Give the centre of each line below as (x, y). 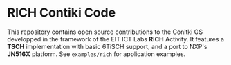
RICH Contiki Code (62, 13)
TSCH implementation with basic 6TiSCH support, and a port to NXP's (107, 46)
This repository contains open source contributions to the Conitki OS (105, 32)
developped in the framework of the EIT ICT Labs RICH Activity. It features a (116, 39)
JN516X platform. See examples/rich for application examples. (96, 54)
